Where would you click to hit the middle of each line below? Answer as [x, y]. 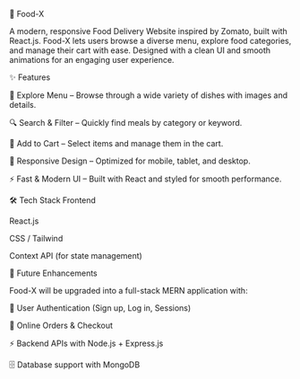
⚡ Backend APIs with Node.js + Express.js [86, 343]
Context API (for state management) [76, 256]
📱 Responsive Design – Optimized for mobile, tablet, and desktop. [130, 161]
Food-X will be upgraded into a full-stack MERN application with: [129, 291]
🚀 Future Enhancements [53, 273]
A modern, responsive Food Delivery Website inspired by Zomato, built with [149, 31]
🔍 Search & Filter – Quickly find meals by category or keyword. [126, 123]
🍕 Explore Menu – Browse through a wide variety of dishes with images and [149, 95]
